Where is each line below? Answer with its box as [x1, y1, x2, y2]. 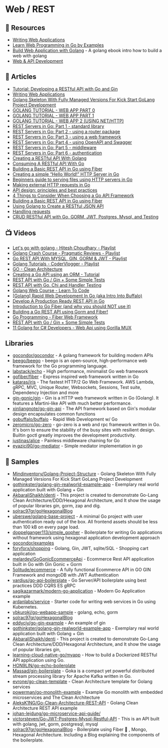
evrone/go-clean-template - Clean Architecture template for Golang [12, 678, 153, 685]
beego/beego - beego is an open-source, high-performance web [12, 357, 147, 364]
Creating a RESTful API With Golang [12, 155, 87, 161]
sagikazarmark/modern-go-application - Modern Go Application [12, 588, 145, 594]
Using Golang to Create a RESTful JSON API [12, 203, 104, 209]
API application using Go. [12, 657, 65, 663]
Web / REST [5, 4, 55, 15]
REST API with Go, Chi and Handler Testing [12, 282, 102, 288]
